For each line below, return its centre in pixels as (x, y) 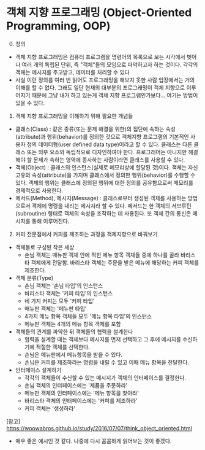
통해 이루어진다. (50, 221)
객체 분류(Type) (34, 277)
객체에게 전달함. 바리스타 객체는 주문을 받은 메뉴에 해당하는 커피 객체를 (115, 262)
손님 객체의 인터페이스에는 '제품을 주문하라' (76, 385)
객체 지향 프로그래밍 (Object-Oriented (99, 13)
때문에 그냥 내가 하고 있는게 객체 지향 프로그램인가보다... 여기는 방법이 (115, 95)
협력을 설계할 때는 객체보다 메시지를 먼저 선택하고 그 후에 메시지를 (103, 339)
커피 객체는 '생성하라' (50, 408)
